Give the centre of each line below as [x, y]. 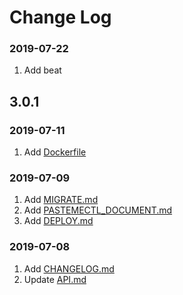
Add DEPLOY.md [58, 221]
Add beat [42, 70]
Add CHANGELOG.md [69, 268]
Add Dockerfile [55, 152]
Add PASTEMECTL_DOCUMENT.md [98, 210]
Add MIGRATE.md [61, 200]
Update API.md [55, 279]
